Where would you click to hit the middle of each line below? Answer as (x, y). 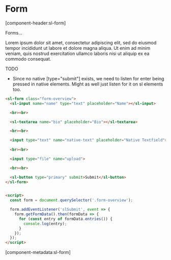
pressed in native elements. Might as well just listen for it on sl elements (88, 84)
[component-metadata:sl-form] (38, 252)
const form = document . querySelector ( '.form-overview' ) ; (72, 200)
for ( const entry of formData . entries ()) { (66, 219)
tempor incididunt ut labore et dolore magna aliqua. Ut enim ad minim (78, 48)
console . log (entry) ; (45, 224)
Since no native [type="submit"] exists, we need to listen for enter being (88, 78)
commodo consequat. (28, 59)
